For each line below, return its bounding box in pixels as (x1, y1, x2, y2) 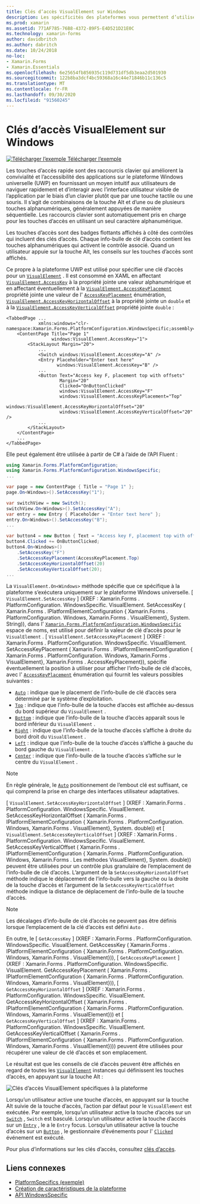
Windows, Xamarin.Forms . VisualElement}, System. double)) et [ (6, 825, 165, 832)
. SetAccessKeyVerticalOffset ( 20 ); (17, 566, 102, 572)
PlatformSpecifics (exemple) (14, 1179, 85, 1186)
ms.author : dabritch (6, 42, 58, 48)
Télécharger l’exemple (67, 155, 122, 162)
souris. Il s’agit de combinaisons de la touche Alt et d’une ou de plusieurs (6, 198, 185, 205)
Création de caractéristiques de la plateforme (14, 1185, 127, 1192)
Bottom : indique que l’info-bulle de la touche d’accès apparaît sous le (14, 714, 185, 721)
